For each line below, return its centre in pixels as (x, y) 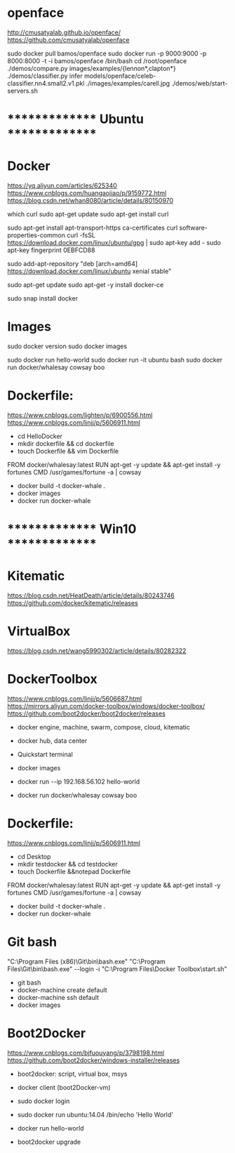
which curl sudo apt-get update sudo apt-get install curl (88, 214)
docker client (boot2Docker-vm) (64, 1087)
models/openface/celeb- (120, 76)
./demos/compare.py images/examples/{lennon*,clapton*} (92, 68)
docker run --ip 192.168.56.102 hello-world (79, 782)
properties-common (36, 235)
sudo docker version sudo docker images (67, 346)
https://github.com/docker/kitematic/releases (73, 603)
